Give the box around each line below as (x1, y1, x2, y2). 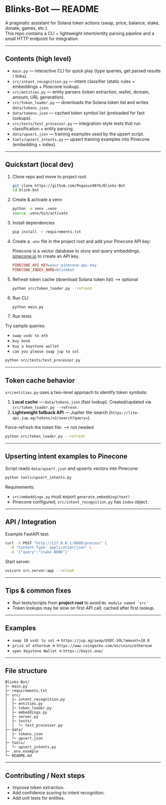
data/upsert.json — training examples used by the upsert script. (12, 131, 145, 137)
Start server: (5, 558, 31, 565)
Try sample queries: (5, 323, 46, 329)
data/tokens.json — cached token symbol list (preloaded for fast (12, 110, 145, 116)
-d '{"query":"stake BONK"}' (9, 550, 70, 555)
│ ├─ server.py (5, 714, 39, 719)
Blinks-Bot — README (5, 3, 99, 15)
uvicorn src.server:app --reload (5, 568, 74, 573)
